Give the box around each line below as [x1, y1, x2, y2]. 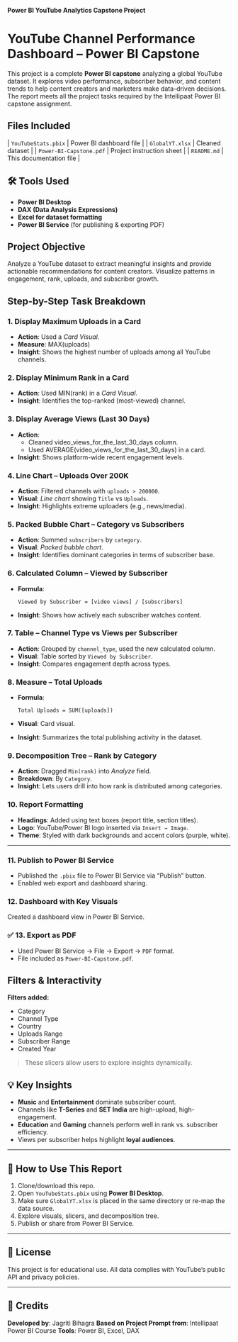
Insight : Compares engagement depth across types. [17, 659, 171, 668]
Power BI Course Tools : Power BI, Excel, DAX [7, 1326, 140, 1335]
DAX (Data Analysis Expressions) [17, 205, 118, 213]
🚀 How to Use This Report [7, 1163, 123, 1175]
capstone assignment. [7, 99, 72, 108]
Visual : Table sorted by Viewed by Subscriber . [17, 652, 154, 660]
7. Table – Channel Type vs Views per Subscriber [7, 628, 178, 638]
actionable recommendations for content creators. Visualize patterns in [7, 267, 215, 276]
